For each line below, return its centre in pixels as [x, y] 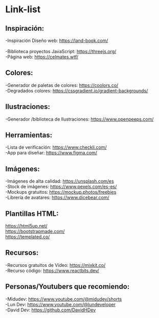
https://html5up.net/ [26, 226]
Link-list [23, 9]
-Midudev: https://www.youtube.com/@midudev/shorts [64, 299]
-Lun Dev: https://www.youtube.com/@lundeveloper [61, 304]
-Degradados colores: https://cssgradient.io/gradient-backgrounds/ [77, 90]
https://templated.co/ [28, 237]
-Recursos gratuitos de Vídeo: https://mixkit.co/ [55, 265]
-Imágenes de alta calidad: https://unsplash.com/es [60, 181]
